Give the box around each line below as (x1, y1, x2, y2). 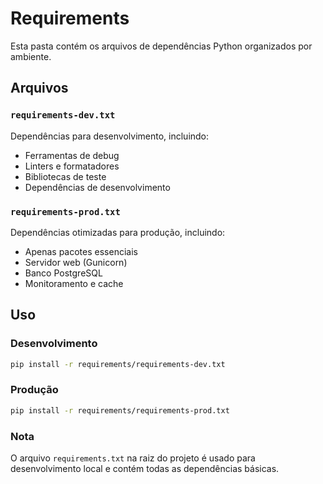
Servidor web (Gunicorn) (24, 256, 128, 268)
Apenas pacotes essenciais (24, 245, 138, 257)
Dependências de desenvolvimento (24, 181, 171, 193)
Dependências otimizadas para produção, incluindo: (10, 226, 226, 238)
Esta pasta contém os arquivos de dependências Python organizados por (10, 40, 313, 52)
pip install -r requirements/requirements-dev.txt (10, 359, 226, 369)
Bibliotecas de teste (24, 170, 107, 182)
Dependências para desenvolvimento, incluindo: (10, 130, 210, 142)
